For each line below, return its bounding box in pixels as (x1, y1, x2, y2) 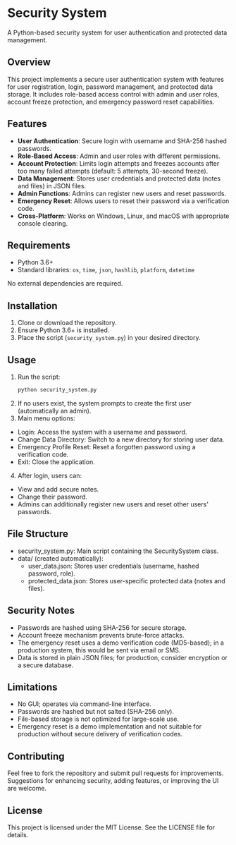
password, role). (27, 569, 76, 578)
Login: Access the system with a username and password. (17, 427, 187, 436)
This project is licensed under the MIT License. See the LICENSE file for (7, 823, 216, 832)
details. (7, 830, 29, 839)
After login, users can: (17, 471, 82, 480)
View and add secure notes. (17, 485, 99, 493)
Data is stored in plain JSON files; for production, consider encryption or (17, 653, 228, 662)
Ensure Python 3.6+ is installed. (17, 326, 110, 334)
